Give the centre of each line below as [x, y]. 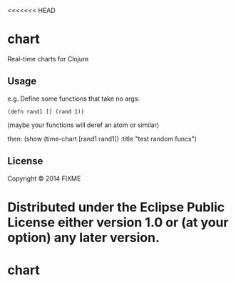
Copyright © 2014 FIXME [44, 178]
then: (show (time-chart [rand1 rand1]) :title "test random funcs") [102, 139]
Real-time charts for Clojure [48, 59]
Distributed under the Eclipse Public [116, 207]
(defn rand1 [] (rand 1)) [46, 111]
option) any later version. [84, 237]
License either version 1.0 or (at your [118, 222]
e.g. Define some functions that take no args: [74, 99]
